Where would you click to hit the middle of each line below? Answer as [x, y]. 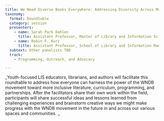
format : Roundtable [29, 18]
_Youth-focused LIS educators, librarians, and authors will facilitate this [77, 77]
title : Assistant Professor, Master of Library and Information [85, 37]
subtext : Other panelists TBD [40, 50]
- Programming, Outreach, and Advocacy [54, 59]
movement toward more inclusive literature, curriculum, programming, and [80, 87]
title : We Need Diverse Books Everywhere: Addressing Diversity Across [79, 9]
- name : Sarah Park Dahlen [41, 32]
